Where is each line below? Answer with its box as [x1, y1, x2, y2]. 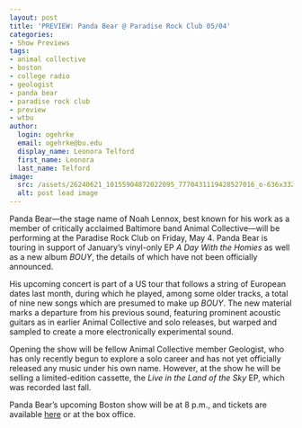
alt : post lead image [17, 189, 99, 198]
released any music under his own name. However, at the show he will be [9, 363, 281, 373]
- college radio [9, 72, 70, 81]
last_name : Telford [17, 164, 91, 173]
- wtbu [9, 113, 34, 122]
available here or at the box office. [9, 409, 137, 419]
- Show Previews [9, 38, 70, 48]
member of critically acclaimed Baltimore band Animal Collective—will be [9, 223, 280, 234]
